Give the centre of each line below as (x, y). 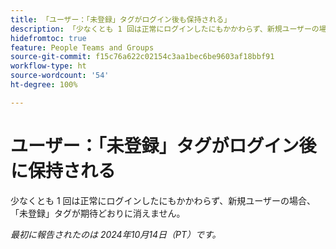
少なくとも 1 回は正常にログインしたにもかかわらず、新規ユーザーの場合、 (163, 200)
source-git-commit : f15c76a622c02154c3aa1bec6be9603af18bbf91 (142, 57)
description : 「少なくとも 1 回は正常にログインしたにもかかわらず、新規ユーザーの (165, 29)
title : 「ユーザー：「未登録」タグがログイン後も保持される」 (121, 19)
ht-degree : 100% (44, 85)
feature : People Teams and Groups (82, 47)
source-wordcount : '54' (60, 76)
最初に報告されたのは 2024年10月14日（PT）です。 (116, 234)
